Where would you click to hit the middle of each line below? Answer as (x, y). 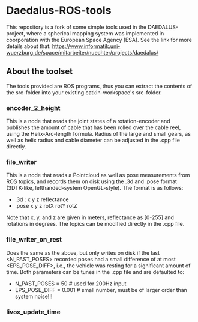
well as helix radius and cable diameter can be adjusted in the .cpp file (93, 140)
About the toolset (40, 72)
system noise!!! (34, 296)
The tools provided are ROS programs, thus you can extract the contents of (99, 86)
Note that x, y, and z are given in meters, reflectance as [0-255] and (90, 217)
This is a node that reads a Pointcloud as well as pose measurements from (98, 175)
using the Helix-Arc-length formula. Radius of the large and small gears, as (98, 134)
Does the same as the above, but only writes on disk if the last (83, 252)
